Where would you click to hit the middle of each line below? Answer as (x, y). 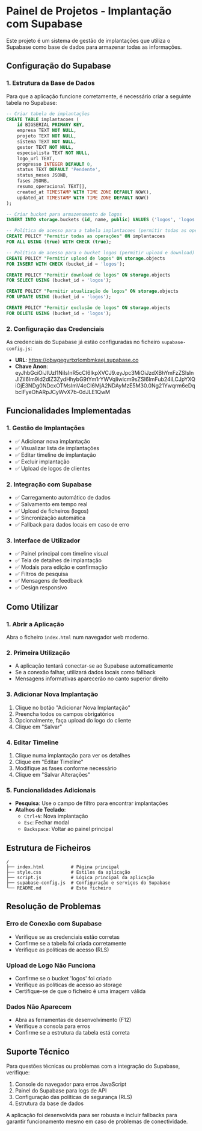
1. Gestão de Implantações (46, 428)
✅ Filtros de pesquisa (41, 574)
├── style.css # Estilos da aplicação (68, 873)
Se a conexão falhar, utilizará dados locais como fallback (85, 672)
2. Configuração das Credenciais (55, 328)
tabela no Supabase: (32, 102)
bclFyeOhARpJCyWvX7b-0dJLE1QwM (62, 392)
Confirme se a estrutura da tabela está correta (72, 1033)
